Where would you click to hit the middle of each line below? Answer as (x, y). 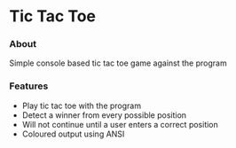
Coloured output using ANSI (73, 134)
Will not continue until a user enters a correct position (120, 124)
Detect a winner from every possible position (104, 115)
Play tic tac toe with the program (82, 105)
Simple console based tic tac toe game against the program (118, 63)
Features (29, 86)
